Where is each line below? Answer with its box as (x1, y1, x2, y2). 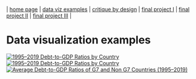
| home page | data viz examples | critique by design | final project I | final (6, 6, 190, 13)
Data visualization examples (6, 33, 151, 47)
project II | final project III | (6, 12, 72, 19)
